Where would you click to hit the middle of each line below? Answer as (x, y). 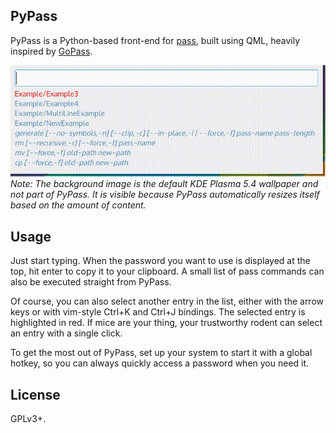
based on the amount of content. (78, 205)
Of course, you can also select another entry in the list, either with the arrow (167, 301)
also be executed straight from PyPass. (91, 282)
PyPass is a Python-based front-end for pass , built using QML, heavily (155, 40)
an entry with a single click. (66, 333)
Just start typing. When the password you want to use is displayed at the (160, 261)
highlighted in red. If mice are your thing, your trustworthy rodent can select (166, 323)
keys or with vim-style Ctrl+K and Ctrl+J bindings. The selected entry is (158, 312)
